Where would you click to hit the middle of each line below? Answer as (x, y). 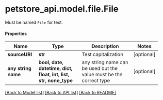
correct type (96, 81)
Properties (16, 33)
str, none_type (56, 81)
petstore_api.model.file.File (62, 9)
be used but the (100, 68)
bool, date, (51, 63)
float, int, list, (54, 75)
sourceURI (20, 54)
